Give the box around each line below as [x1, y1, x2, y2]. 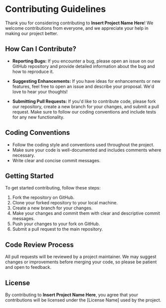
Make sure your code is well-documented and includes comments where [12, 147, 162, 153]
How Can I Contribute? [5, 45, 77, 53]
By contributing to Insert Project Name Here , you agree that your [5, 292, 138, 298]
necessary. [12, 152, 35, 158]
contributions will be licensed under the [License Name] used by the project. [5, 297, 162, 303]
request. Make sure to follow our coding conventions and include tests [12, 109, 156, 115]
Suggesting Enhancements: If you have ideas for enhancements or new [12, 78, 161, 84]
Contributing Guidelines [5, 3, 106, 15]
